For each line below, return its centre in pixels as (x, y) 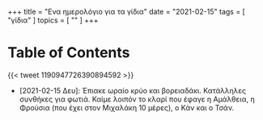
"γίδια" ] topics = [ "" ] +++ (53, 20)
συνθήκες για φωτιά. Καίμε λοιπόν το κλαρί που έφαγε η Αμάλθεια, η (137, 99)
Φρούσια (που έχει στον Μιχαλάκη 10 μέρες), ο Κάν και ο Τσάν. (127, 107)
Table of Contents (69, 53)
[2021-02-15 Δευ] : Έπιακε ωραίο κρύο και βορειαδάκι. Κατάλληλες (133, 90)
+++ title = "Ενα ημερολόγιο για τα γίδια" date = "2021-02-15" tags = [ (127, 12)
